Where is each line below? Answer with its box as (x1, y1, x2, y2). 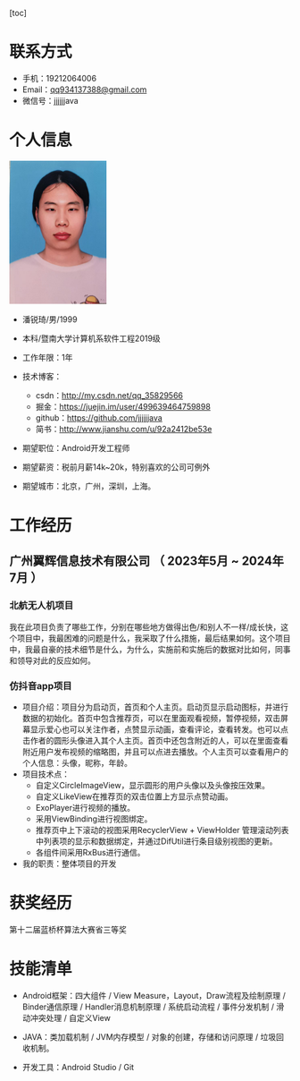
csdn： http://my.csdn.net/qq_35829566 (35, 389, 184, 401)
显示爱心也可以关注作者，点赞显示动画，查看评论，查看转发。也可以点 (29, 724, 288, 735)
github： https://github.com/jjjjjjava (35, 412, 162, 423)
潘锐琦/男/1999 (21, 313, 78, 325)
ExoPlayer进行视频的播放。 (35, 803, 136, 813)
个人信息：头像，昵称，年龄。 (21, 758, 132, 769)
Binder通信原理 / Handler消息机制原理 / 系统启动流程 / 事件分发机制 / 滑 (21, 1001, 285, 1012)
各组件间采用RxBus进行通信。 (35, 847, 146, 858)
